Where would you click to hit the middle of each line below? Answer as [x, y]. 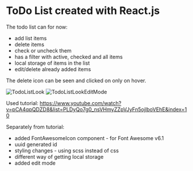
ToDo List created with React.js [83, 11]
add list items [31, 38]
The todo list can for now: [37, 27]
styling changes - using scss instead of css [66, 151]
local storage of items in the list [52, 63]
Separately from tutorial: [35, 127]
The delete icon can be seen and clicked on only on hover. [76, 81]
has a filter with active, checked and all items [69, 57]
